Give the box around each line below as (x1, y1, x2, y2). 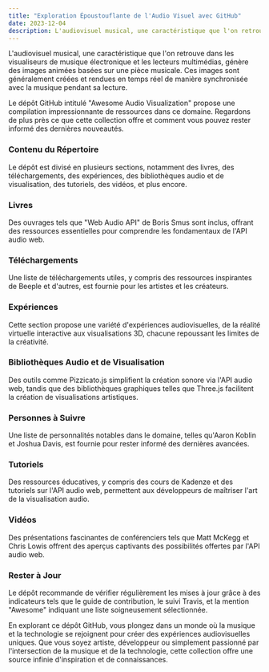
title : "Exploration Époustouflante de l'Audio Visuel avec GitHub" (8, 11, 242, 20)
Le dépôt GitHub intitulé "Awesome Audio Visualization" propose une (8, 98, 235, 108)
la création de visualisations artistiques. (8, 392, 139, 401)
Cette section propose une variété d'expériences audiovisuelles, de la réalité (8, 320, 261, 329)
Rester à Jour (8, 569, 62, 580)
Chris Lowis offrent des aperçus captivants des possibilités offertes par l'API (8, 541, 260, 551)
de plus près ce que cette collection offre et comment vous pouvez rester (8, 116, 251, 125)
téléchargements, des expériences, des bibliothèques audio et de (8, 170, 224, 181)
